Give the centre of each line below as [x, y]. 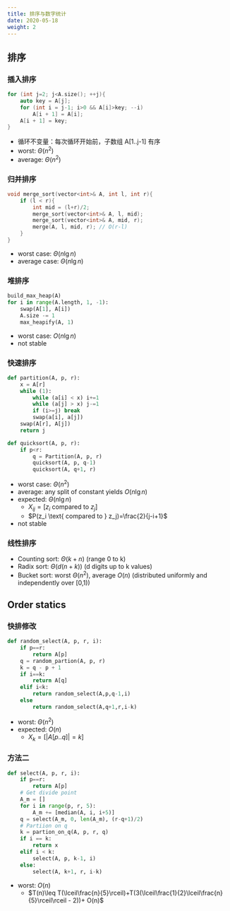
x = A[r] [33, 384]
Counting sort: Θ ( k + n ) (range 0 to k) [72, 558]
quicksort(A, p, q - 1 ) [65, 463]
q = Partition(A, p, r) [67, 457]
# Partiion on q [44, 825]
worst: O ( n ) [34, 885]
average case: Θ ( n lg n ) [50, 261]
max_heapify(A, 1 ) [47, 322]
